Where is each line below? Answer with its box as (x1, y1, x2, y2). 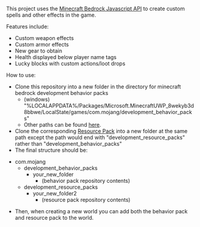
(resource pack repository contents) (41, 197, 131, 203)
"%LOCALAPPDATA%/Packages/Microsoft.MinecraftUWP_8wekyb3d (23, 102, 194, 109)
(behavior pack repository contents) (41, 177, 130, 184)
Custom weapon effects (14, 35, 74, 41)
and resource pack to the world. (14, 214, 94, 221)
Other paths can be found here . (23, 121, 101, 128)
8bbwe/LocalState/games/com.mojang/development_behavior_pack (23, 109, 192, 115)
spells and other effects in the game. (6, 11, 97, 19)
